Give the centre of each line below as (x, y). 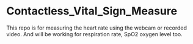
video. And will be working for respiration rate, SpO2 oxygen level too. (94, 34)
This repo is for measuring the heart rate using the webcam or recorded (97, 28)
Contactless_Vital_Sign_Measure (92, 11)
